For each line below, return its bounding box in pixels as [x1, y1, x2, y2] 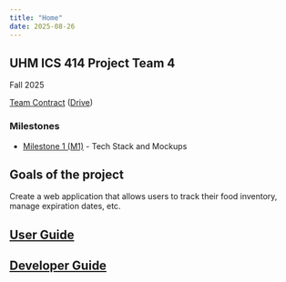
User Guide [9, 227, 75, 242]
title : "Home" [9, 13, 64, 23]
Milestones [9, 120, 60, 133]
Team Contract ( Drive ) [9, 97, 94, 108]
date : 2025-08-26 [9, 22, 76, 31]
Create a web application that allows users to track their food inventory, [9, 191, 278, 202]
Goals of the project [9, 167, 125, 182]
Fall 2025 [9, 79, 45, 91]
